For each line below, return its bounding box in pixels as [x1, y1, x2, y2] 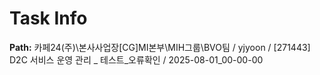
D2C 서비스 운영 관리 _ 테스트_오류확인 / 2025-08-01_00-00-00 [9, 53, 264, 66]
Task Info [9, 7, 88, 30]
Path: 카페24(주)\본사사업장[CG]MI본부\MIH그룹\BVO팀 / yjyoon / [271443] [9, 41, 311, 53]
